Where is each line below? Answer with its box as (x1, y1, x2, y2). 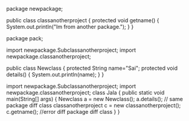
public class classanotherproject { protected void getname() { (6, 17, 159, 23)
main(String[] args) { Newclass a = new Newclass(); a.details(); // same (6, 96, 183, 102)
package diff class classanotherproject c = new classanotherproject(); (6, 102, 181, 109)
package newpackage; (6, 5, 63, 12)
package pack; (6, 35, 43, 42)
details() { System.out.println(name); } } (6, 71, 104, 78)
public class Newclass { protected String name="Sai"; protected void (6, 64, 178, 72)
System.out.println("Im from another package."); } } (6, 23, 134, 30)
